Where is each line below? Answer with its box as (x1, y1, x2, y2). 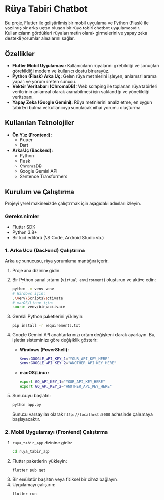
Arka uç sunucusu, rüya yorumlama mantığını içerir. (5, 258, 109, 264)
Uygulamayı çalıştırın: (12, 481, 56, 487)
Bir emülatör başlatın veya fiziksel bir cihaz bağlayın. (12, 476, 118, 482)
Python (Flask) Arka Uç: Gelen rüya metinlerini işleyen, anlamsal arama (12, 73, 157, 79)
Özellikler (5, 50, 35, 58)
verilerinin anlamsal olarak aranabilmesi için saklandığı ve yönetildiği (12, 88, 150, 94)
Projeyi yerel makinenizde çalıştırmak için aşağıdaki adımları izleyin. (5, 200, 141, 207)
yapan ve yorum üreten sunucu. (12, 78, 77, 84)
